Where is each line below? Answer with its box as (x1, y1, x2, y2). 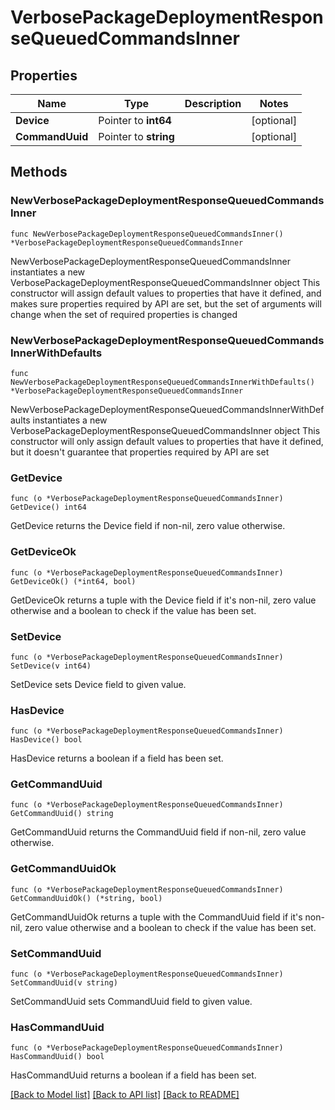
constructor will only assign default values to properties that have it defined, (10, 435, 324, 447)
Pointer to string (98, 130, 175, 143)
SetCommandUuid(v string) (10, 978, 118, 988)
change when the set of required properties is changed (10, 308, 238, 320)
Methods (10, 164, 68, 181)
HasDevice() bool (10, 735, 83, 745)
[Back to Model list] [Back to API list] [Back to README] (10, 1089, 240, 1101)
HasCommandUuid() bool (10, 1052, 105, 1062)
